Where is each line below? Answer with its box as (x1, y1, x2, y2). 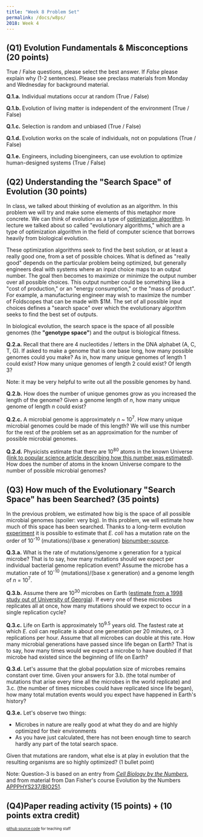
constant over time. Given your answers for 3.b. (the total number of (6, 671, 176, 679)
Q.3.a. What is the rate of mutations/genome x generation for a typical (6, 548, 181, 556)
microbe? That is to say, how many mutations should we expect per (6, 555, 174, 562)
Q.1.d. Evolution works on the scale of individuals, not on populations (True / (6, 135, 196, 142)
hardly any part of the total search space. (14, 741, 118, 748)
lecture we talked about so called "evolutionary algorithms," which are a (6, 222, 185, 229)
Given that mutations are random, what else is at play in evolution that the (6, 752, 189, 759)
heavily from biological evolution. (6, 235, 89, 241)
